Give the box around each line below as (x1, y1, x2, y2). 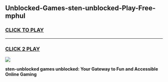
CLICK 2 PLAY (5, 45, 40, 52)
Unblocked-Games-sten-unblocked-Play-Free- (5, 4, 156, 12)
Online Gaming (5, 71, 37, 77)
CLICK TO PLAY (5, 27, 44, 34)
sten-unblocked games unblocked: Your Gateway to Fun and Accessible (5, 66, 158, 72)
